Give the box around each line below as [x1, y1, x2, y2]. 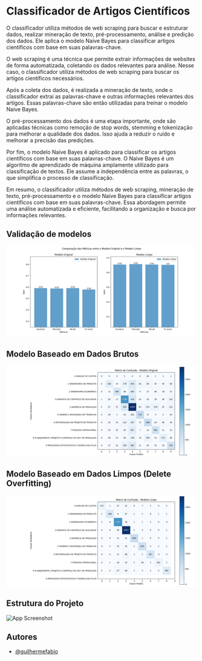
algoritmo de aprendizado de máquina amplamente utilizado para [6, 161, 169, 168]
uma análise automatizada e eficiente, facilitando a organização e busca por [6, 205, 197, 212]
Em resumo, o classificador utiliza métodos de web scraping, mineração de [6, 186, 194, 193]
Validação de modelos [6, 229, 92, 240]
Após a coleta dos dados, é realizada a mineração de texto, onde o [6, 86, 174, 93]
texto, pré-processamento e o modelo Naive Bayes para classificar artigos [6, 192, 192, 199]
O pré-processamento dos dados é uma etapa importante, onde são [6, 117, 177, 125]
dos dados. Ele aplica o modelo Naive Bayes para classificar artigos [6, 37, 175, 44]
